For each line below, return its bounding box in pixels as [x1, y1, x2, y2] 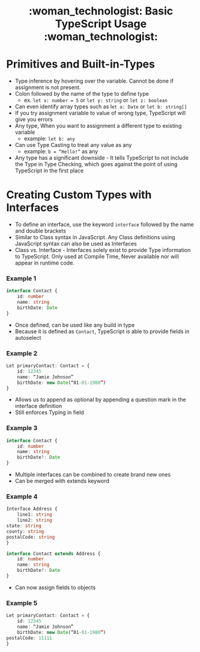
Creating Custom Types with [6, 188, 152, 202]
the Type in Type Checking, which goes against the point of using [14, 161, 178, 168]
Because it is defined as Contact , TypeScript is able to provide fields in [14, 327, 190, 335]
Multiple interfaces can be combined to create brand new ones [14, 471, 171, 478]
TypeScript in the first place [14, 167, 84, 174]
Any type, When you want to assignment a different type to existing [14, 122, 182, 130]
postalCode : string [6, 534, 55, 540]
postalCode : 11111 [6, 635, 52, 641]
